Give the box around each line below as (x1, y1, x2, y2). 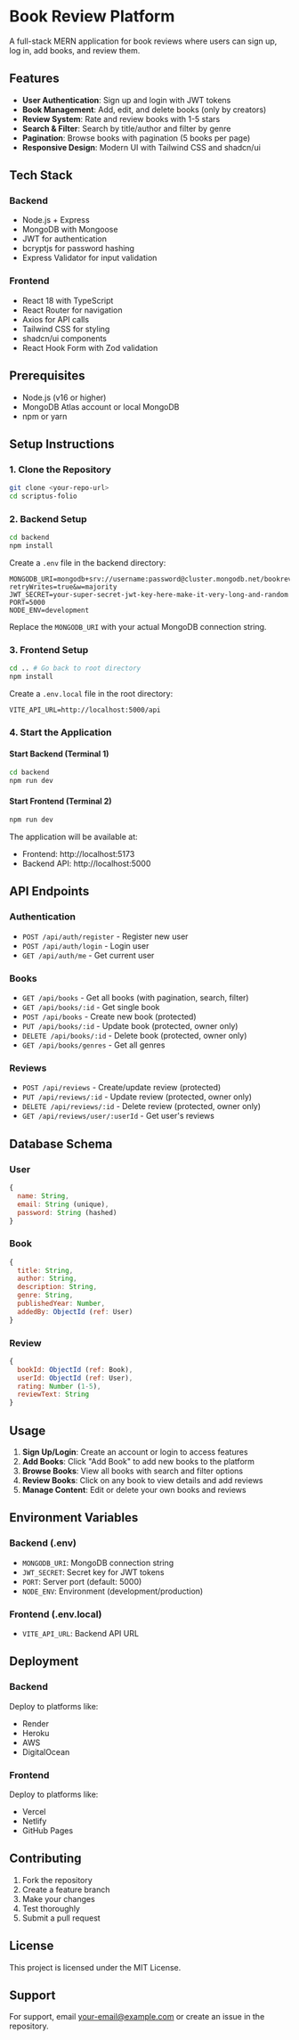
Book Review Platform (9, 6, 175, 27)
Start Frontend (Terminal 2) (9, 796, 112, 806)
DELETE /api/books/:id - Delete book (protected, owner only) (21, 1031, 247, 1041)
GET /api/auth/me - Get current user (21, 950, 155, 960)
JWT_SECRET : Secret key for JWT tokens (21, 1566, 165, 1578)
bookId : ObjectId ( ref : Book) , (17, 1365, 133, 1374)
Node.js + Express (21, 215, 91, 225)
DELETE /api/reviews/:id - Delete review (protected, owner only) (21, 1101, 261, 1112)
